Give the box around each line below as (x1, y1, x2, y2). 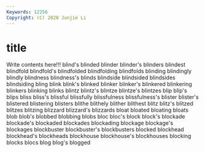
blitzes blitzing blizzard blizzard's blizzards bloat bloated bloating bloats (6, 106, 189, 114)
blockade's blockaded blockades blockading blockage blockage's (6, 120, 174, 127)
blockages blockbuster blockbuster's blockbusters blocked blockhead (6, 126, 184, 133)
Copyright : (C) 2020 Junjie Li (6, 15, 87, 21)
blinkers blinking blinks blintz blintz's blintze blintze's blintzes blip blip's (6, 87, 187, 95)
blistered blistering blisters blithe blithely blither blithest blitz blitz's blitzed (6, 100, 193, 107)
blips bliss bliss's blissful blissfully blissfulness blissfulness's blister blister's (6, 93, 199, 101)
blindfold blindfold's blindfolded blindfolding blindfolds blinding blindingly (6, 68, 192, 75)
